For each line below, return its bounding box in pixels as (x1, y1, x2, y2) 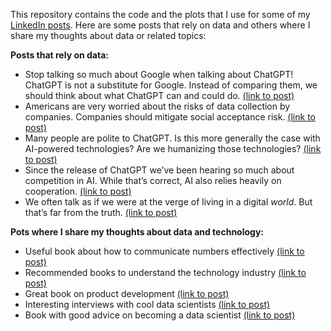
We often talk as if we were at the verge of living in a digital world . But (24, 196, 313, 208)
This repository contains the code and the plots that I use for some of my (10, 9, 311, 20)
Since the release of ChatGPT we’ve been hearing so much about (24, 164, 295, 176)
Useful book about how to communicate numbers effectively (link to (24, 245, 305, 257)
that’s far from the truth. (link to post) (24, 207, 178, 218)
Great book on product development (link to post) (24, 288, 230, 299)
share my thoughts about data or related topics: (10, 30, 207, 41)
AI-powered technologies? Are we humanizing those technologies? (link (24, 143, 322, 154)
